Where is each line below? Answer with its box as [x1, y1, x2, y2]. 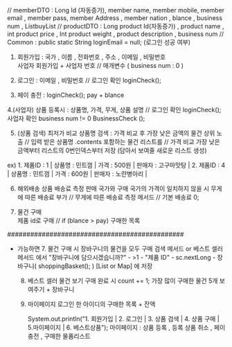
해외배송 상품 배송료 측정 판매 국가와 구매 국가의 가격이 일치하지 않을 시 [17, 184, 210, 193]
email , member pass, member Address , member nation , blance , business [7, 14, 223, 22]
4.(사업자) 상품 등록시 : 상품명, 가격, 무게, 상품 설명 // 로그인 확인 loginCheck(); [7, 106, 222, 114]
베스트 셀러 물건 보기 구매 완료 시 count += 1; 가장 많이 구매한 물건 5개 [27, 276, 218, 285]
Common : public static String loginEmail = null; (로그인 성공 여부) [7, 38, 191, 46]
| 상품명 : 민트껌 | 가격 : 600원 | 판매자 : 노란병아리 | [7, 170, 148, 178]
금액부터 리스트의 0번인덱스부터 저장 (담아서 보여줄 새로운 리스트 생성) [17, 146, 207, 154]
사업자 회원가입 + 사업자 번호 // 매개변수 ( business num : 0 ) [17, 62, 184, 69]
